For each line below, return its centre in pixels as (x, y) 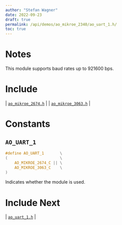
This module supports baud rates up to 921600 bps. (60, 69)
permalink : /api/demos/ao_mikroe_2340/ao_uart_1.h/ (61, 24)
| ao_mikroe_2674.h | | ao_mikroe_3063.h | (48, 103)
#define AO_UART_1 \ (34, 153)
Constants (28, 124)
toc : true (16, 29)
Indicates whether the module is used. (45, 182)
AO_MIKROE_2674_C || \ (38, 163)
